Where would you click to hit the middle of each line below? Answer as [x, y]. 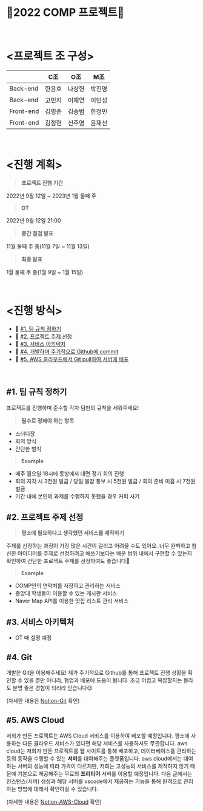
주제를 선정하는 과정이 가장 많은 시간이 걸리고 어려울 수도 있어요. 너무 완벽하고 [98, 546]
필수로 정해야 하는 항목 [48, 421]
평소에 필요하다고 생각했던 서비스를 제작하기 [72, 533]
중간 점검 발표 [37, 233]
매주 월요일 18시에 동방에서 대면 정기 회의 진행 [69, 473]
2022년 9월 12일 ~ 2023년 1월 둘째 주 [52, 196]
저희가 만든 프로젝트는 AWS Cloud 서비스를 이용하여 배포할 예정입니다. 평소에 [98, 736]
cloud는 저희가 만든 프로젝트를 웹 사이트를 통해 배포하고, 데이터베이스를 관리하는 [101, 751]
